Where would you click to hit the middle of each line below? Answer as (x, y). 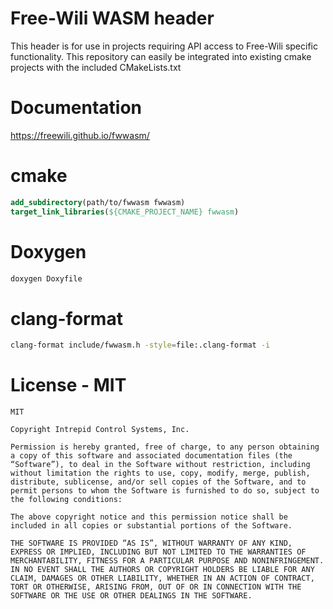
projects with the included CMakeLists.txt (96, 67)
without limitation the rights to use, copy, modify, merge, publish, (160, 473)
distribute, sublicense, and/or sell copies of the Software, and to (158, 482)
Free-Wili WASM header (112, 18)
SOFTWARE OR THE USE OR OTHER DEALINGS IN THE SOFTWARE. (131, 596)
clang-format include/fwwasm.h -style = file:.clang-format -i (140, 345)
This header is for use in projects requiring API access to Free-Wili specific (164, 46)
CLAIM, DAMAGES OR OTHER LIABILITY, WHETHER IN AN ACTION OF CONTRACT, (162, 578)
